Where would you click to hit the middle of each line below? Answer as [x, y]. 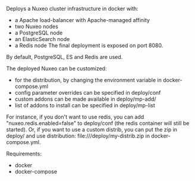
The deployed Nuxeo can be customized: [56, 68]
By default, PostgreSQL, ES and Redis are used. [65, 57]
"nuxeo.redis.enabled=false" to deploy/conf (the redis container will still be [98, 123]
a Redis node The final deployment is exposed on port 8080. [89, 45]
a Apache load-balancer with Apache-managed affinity [82, 20]
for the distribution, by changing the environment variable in [88, 80]
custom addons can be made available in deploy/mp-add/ [85, 99]
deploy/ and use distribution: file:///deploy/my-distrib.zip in [78, 136]
